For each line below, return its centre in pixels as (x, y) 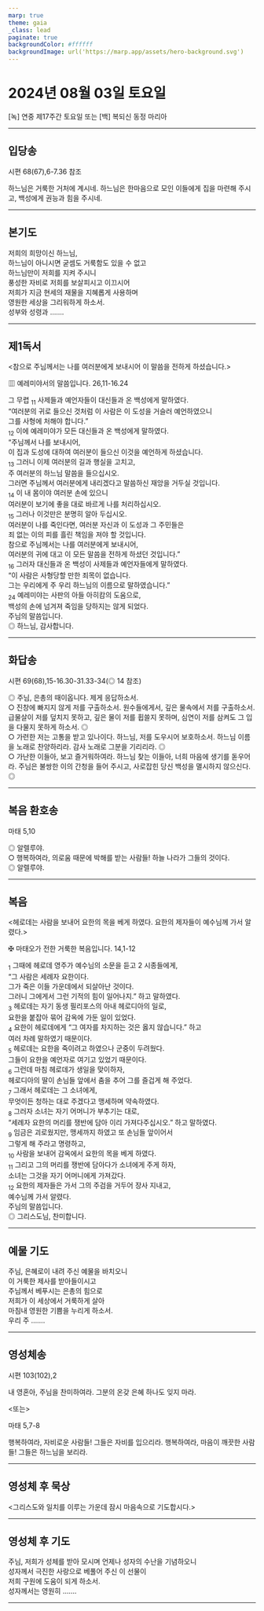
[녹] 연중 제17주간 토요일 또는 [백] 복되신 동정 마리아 (88, 116)
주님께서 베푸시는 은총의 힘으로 (56, 1290)
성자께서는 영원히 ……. (42, 1591)
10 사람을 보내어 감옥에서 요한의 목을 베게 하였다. (82, 1154)
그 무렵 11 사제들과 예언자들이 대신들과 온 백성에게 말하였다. (99, 401)
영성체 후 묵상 (39, 1486)
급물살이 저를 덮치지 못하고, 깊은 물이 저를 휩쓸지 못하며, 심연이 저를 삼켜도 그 (126, 717)
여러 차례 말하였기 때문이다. (50, 1038)
